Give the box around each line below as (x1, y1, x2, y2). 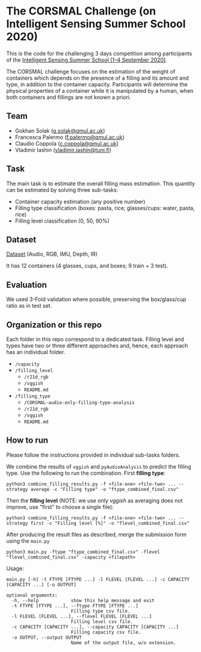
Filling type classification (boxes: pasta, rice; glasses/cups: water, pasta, (14, 204, 195, 212)
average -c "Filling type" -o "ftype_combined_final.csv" (30, 486, 179, 492)
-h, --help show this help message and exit (11, 597, 155, 604)
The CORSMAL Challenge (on (6, 4, 156, 18)
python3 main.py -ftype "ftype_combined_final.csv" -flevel (6, 549, 161, 555)
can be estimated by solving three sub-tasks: (6, 186, 119, 194)
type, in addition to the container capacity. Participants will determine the (6, 80, 188, 88)
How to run (6, 435, 49, 446)
